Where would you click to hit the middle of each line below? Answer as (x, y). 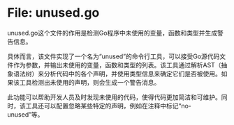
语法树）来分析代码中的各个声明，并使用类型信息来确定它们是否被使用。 (117, 74)
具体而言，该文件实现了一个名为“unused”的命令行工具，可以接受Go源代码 (114, 56)
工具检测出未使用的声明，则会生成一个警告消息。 (90, 82)
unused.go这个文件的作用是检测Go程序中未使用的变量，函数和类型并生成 (112, 33)
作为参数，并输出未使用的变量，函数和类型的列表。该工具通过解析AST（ (117, 65)
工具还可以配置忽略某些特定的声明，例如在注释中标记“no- (109, 106)
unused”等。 (25, 114)
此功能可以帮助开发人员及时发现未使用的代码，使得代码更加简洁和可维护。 (114, 97)
